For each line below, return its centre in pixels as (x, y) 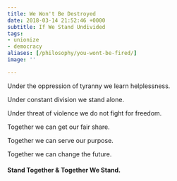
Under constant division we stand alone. (66, 99)
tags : (15, 33)
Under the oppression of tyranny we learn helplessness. (89, 86)
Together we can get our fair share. (59, 127)
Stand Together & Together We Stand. (64, 170)
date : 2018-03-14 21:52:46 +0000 (56, 20)
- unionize (23, 40)
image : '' (22, 60)
